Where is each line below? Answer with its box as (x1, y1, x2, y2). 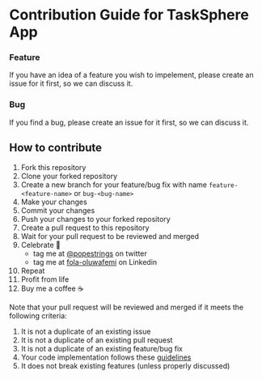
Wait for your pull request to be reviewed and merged (20, 231, 200, 241)
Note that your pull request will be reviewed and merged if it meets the (9, 302, 244, 312)
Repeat (20, 266, 45, 275)
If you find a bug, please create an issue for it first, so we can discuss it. (9, 117, 249, 127)
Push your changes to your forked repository (20, 214, 171, 224)
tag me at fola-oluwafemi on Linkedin (32, 257, 158, 266)
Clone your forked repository (20, 171, 118, 181)
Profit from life (20, 274, 70, 284)
